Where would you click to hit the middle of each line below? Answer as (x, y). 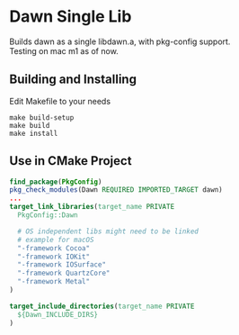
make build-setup (42, 118)
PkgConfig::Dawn (48, 215)
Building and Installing (73, 80)
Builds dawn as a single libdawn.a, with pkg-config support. (120, 41)
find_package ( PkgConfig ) (56, 182)
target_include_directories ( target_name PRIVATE (102, 306)
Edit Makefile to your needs (60, 101)
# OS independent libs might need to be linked (108, 231)
